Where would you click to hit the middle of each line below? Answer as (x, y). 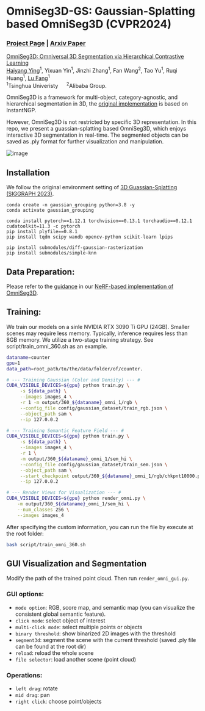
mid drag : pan (32, 695)
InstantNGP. (21, 110)
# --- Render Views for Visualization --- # (64, 493)
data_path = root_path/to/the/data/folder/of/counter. (75, 369)
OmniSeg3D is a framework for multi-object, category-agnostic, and (92, 97)
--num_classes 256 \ (43, 510)
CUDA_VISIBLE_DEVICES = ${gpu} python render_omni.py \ (76, 499)
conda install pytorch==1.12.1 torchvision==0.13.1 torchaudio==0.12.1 (99, 221)
